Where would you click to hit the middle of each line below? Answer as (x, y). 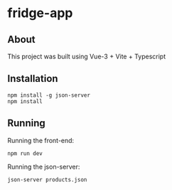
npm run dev (25, 153)
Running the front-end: (41, 140)
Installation (33, 79)
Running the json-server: (44, 167)
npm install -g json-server (49, 95)
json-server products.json (47, 179)
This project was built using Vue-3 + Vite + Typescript (87, 56)
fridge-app (40, 13)
